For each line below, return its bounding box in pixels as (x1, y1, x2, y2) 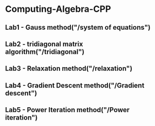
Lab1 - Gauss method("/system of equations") (5, 23, 151, 32)
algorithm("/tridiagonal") (5, 47, 85, 56)
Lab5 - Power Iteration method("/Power (5, 106, 130, 114)
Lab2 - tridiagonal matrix (5, 40, 83, 48)
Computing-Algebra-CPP (5, 3, 111, 15)
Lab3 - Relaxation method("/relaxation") (5, 64, 133, 73)
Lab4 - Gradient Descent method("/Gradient (5, 81, 145, 89)
